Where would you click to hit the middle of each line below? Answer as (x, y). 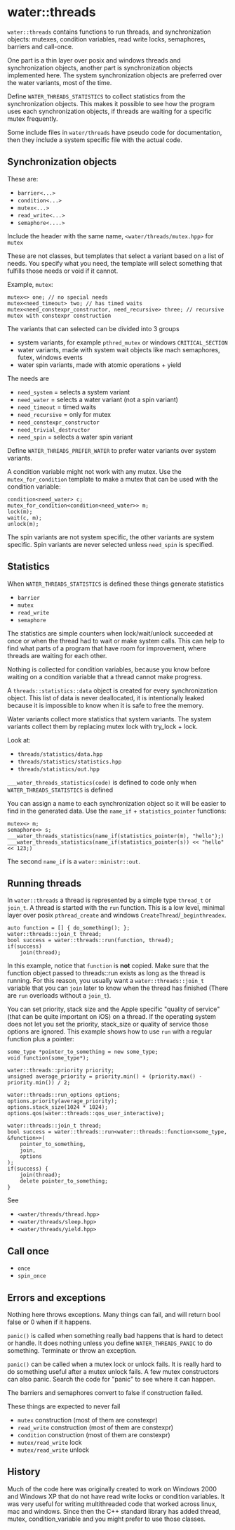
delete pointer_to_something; (64, 1181)
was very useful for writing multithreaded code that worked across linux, (112, 1504)
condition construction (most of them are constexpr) (94, 1435)
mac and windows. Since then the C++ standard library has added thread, (114, 1511)
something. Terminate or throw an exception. (72, 1350)
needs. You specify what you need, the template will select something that (115, 263)
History (24, 1472)
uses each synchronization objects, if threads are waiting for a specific (110, 111)
